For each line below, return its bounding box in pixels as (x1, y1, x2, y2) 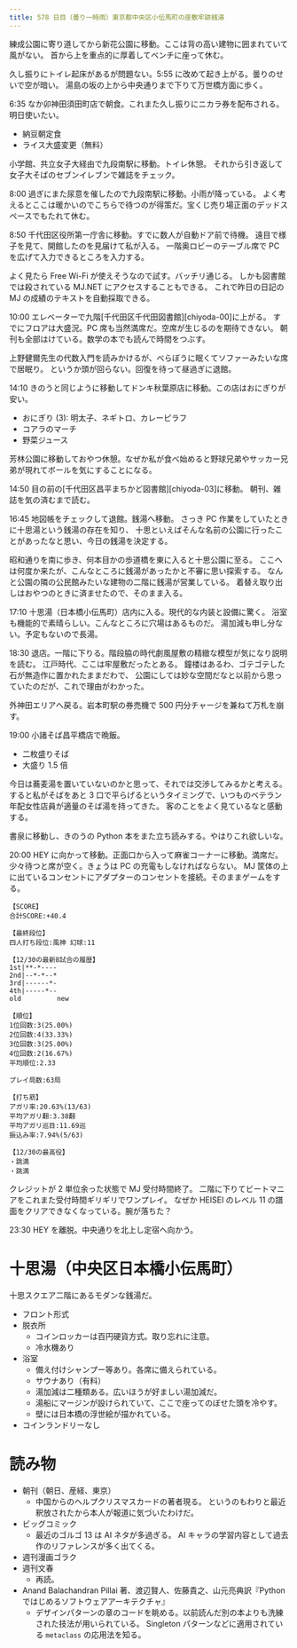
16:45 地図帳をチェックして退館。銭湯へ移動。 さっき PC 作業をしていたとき (9, 513, 289, 524)
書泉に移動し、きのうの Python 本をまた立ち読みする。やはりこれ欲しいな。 (9, 831, 288, 841)
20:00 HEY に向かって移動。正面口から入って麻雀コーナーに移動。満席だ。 (9, 849, 284, 860)
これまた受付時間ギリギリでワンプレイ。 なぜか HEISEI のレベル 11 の (24, 1195, 277, 1205)
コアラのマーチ (21, 423, 77, 434)
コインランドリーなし (21, 1419, 100, 1430)
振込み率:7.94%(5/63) (9, 1131, 84, 1139)
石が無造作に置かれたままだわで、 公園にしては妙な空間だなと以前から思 (9, 669, 275, 680)
